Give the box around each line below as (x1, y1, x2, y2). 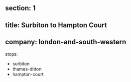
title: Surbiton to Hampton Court (5, 21, 107, 29)
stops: (5, 51, 18, 57)
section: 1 (5, 4, 36, 12)
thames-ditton (12, 66, 42, 72)
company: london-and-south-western (5, 38, 127, 46)
